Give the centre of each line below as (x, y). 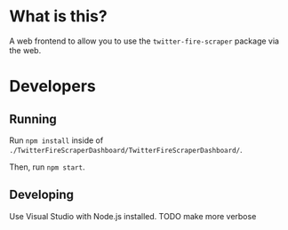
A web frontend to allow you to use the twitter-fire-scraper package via (144, 41)
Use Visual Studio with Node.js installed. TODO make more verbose (133, 216)
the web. (25, 50)
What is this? (59, 16)
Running (33, 119)
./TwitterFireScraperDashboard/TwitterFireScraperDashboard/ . (126, 149)
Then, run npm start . (47, 167)
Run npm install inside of (56, 140)
